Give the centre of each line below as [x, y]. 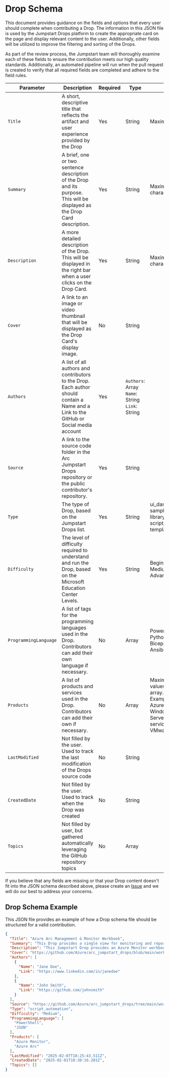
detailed [71, 238]
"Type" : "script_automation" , [41, 1009]
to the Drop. [75, 381]
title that [71, 109]
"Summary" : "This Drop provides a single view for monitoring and [81, 943]
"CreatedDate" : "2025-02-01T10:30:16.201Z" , [57, 1060]
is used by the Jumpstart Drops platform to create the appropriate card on [82, 33]
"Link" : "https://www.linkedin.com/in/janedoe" [69, 971]
